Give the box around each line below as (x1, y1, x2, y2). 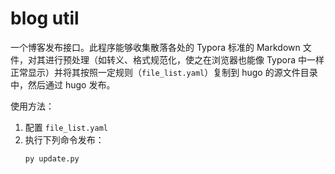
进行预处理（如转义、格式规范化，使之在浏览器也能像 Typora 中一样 (44, 53, 325, 66)
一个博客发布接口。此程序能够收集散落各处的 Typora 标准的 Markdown (10, 41, 301, 53)
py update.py (24, 153, 80, 164)
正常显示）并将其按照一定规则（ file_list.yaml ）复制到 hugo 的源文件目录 (10, 66, 318, 78)
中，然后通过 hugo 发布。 (10, 78, 116, 91)
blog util (10, 7, 80, 30)
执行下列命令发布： (24, 133, 105, 146)
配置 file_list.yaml (24, 121, 108, 133)
